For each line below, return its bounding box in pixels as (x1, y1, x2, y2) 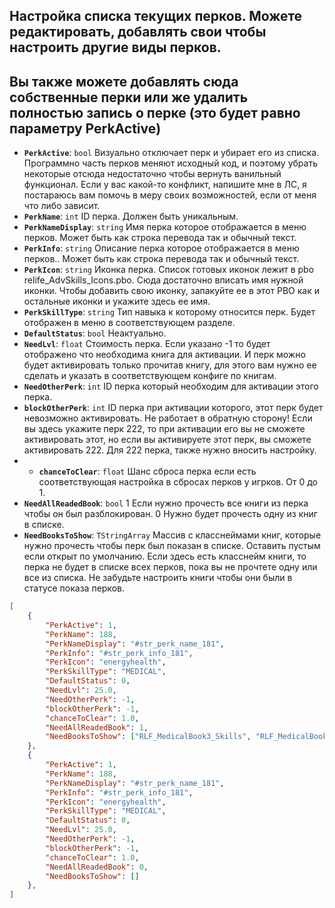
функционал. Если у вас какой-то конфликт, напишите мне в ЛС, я (23, 179, 307, 191)
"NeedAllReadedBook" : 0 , (45, 862, 149, 872)
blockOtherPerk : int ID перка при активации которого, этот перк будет (23, 402, 324, 414)
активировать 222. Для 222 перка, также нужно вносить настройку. (23, 444, 317, 456)
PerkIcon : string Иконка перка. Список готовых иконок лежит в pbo (23, 264, 315, 276)
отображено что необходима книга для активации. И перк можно (23, 349, 306, 361)
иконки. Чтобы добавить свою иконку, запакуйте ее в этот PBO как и (23, 285, 320, 297)
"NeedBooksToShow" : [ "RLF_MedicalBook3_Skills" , (45, 732, 252, 742)
